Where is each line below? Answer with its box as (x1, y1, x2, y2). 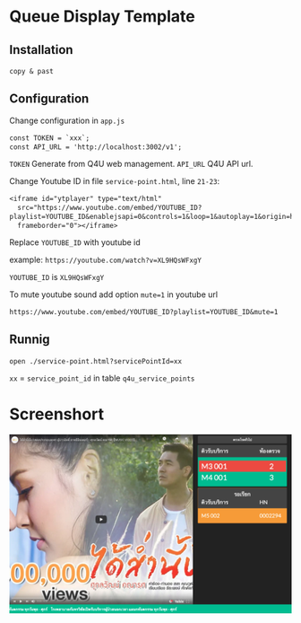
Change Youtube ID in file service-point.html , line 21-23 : (9, 175, 220, 186)
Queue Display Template (9, 6, 195, 27)
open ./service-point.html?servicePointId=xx (9, 356, 182, 365)
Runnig (9, 332, 50, 347)
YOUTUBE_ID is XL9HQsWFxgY (9, 271, 105, 282)
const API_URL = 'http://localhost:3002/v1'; (9, 142, 182, 152)
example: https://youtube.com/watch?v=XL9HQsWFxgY (9, 254, 202, 265)
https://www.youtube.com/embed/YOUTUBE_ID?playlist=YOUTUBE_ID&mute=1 (9, 307, 279, 316)
